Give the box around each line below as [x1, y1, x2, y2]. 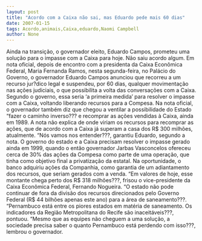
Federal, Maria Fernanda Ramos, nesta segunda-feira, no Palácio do [6, 67, 176, 74]
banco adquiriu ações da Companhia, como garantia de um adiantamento [6, 164, 189, 171]
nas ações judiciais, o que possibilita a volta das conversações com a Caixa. [6, 87, 197, 94]
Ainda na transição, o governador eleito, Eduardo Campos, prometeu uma [6, 48, 190, 55]
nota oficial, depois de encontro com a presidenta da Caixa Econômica [6, 61, 183, 68]
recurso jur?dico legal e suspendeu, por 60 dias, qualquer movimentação [6, 80, 189, 88]
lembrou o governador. [6, 228, 64, 236]
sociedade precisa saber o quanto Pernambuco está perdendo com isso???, [6, 222, 196, 229]
